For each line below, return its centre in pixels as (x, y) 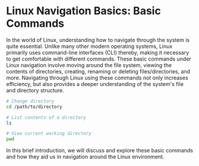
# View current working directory (49, 134)
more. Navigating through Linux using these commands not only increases (97, 78)
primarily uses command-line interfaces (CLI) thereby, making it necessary (98, 52)
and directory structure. (35, 90)
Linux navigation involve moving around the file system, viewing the (89, 65)
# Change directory (30, 101)
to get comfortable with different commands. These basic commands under (99, 59)
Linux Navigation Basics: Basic (84, 11)
